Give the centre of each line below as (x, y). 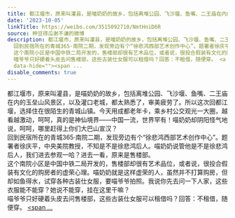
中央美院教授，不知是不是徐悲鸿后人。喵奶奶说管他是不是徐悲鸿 (136, 146)
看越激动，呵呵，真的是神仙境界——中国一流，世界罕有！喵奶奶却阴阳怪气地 (117, 119)
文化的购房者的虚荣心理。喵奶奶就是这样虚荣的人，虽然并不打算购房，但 (123, 172)
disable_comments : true (42, 72)
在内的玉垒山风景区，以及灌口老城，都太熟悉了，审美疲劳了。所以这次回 (111, 102)
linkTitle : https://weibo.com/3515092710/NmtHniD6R (84, 27)
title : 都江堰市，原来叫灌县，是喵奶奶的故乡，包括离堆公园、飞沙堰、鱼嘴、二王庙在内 (117, 14)
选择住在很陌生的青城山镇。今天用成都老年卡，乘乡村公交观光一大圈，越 (123, 111)
